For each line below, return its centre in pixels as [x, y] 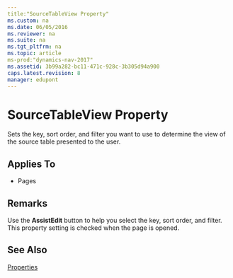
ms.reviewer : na [31, 34]
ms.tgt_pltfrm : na [34, 47]
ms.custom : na [28, 21]
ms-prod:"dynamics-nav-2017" [50, 60]
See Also [27, 250]
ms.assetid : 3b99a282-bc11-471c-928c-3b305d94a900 [84, 66]
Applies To [32, 164]
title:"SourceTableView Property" [58, 14]
